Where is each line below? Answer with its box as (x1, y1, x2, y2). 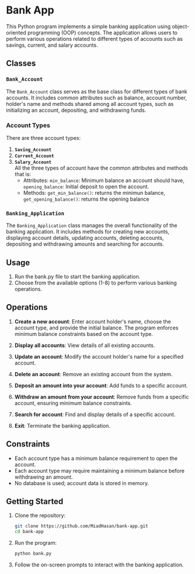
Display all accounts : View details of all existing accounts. (14, 342, 155, 349)
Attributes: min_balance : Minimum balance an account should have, (23, 177, 185, 184)
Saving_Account (14, 147, 52, 153)
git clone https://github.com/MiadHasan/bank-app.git (14, 523, 148, 530)
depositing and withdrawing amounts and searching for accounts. (6, 240, 165, 248)
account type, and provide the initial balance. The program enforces (14, 324, 179, 331)
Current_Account (14, 153, 54, 159)
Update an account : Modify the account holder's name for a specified (14, 353, 184, 360)
